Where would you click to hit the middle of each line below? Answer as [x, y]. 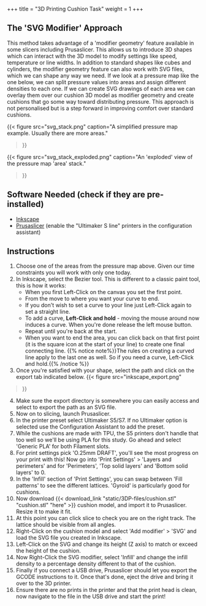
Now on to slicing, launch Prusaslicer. [63, 414]
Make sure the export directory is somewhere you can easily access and [108, 401]
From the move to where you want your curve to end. [92, 299]
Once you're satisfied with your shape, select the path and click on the [105, 370]
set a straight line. [48, 312]
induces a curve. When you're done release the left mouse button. [109, 325]
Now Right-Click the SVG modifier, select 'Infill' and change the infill [101, 557]
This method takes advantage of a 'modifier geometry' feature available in [101, 43]
